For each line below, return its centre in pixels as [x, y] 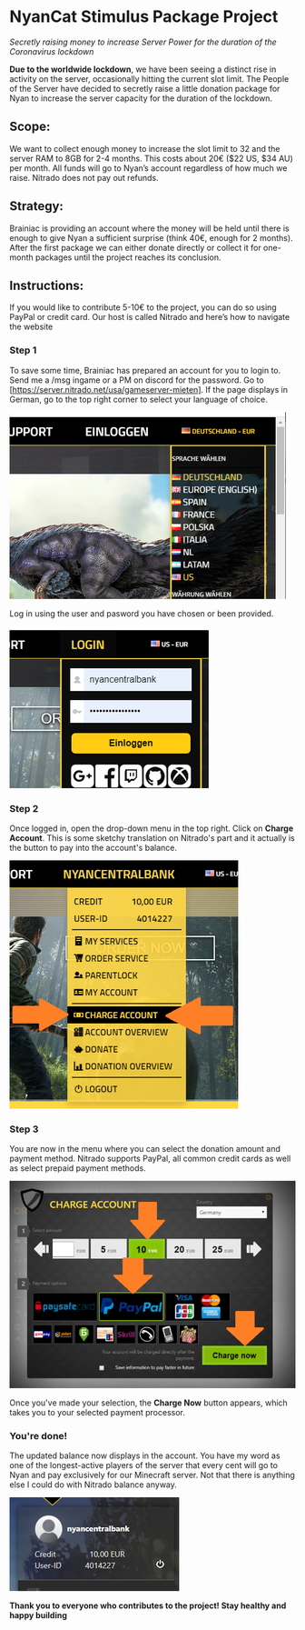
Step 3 [24, 1129]
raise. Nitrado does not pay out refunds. [84, 177]
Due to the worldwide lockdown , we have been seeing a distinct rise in [143, 69]
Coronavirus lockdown [52, 51]
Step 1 [23, 350]
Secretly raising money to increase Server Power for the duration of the [143, 42]
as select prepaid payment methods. [78, 1168]
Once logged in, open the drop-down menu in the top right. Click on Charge [152, 828]
